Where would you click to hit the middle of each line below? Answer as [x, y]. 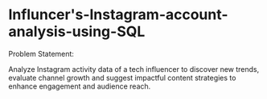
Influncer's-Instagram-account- [118, 15]
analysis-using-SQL [77, 32]
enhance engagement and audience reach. [80, 86]
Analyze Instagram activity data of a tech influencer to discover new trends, [134, 69]
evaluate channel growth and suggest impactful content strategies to [122, 77]
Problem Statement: [41, 53]
